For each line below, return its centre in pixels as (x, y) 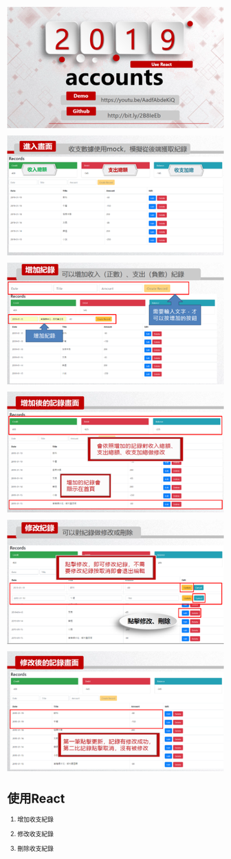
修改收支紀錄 (35, 834)
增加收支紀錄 (35, 819)
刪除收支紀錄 (35, 848)
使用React (36, 798)
